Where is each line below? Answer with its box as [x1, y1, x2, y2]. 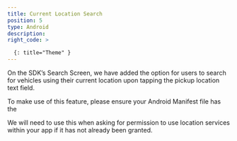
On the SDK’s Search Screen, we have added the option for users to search [7, 68, 226, 77]
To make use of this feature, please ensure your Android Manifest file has [7, 97, 221, 106]
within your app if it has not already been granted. [7, 126, 153, 134]
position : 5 [7, 17, 42, 24]
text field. [7, 84, 35, 92]
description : [7, 30, 46, 37]
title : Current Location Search [7, 10, 103, 18]
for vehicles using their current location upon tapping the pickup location [7, 76, 220, 85]
